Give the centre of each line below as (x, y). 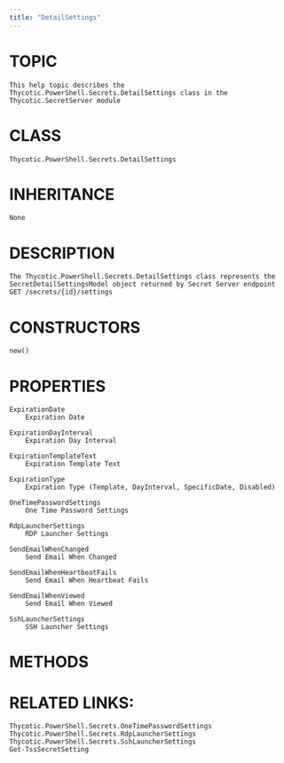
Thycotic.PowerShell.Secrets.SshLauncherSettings (103, 742)
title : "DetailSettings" (55, 17)
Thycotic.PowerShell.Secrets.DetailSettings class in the (118, 93)
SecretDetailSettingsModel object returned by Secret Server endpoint (142, 285)
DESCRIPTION (62, 253)
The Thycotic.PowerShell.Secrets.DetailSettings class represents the (142, 277)
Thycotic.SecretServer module (65, 100)
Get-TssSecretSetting (49, 750)
